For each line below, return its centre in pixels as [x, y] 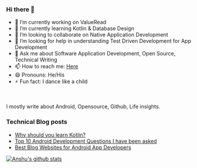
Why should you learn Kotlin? [50, 134]
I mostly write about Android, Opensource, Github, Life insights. [83, 107]
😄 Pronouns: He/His [40, 75]
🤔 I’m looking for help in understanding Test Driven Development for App [103, 41]
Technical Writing [36, 60]
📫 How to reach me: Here [46, 67]
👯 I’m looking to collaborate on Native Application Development [91, 35]
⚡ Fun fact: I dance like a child [51, 81]
